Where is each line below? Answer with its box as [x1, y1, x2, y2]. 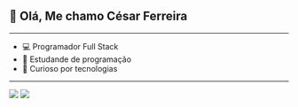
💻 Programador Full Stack [21, 41, 119, 51]
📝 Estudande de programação [21, 54, 131, 65]
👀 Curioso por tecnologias [21, 63, 118, 73]
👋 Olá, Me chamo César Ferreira [9, 9, 188, 24]
